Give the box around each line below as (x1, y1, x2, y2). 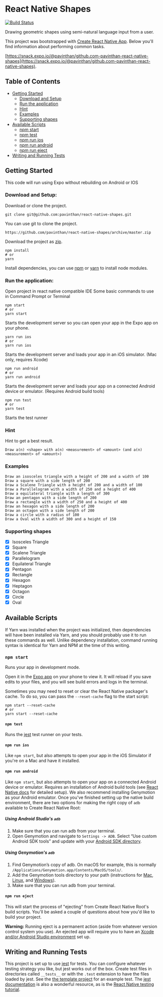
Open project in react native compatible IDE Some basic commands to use (5, 288, 154, 294)
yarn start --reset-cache (5, 711, 57, 716)
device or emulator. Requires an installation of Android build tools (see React (5, 784, 158, 790)
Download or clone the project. (5, 203, 67, 208)
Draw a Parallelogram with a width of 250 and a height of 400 (5, 487, 136, 492)
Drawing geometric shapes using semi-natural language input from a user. (5, 29, 154, 35)
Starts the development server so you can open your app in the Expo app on (5, 320, 158, 326)
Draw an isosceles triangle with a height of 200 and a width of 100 (5, 474, 149, 479)
